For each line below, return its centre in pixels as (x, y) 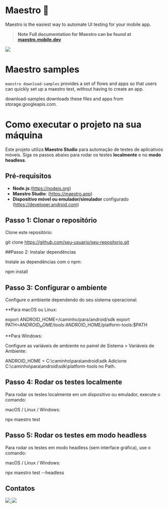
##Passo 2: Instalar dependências (41, 252)
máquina (24, 135)
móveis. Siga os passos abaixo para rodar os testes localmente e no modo (83, 154)
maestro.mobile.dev (39, 40)
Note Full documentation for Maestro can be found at (74, 34)
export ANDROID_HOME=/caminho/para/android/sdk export (68, 320)
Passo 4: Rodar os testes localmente (64, 382)
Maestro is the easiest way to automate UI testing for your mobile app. (78, 24)
